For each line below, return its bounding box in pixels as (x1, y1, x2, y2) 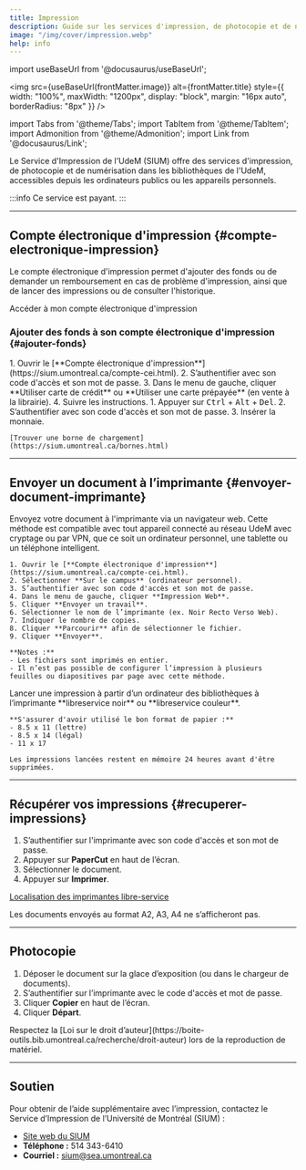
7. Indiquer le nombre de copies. (9, 616, 141, 626)
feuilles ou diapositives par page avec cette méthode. (9, 672, 226, 681)
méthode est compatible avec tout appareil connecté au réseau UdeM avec (9, 523, 292, 534)
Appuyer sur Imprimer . (22, 873, 109, 885)
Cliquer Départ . (22, 1007, 82, 1018)
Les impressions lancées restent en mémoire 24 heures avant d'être (9, 755, 275, 764)
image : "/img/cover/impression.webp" (9, 30, 153, 39)
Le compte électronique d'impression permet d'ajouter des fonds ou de (9, 266, 278, 277)
